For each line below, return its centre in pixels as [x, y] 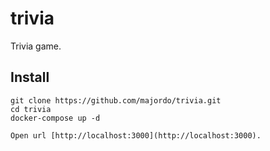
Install [30, 77]
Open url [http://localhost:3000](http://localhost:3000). [136, 135]
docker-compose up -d [55, 118]
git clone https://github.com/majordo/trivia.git [116, 100]
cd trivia [31, 109]
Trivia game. [36, 46]
